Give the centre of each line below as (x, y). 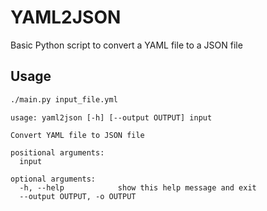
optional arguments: (53, 179)
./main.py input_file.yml (64, 99)
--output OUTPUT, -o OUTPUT (78, 196)
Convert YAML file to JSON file (77, 135)
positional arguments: (57, 152)
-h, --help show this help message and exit (138, 187)
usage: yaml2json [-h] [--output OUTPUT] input (111, 117)
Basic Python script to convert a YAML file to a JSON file (126, 45)
